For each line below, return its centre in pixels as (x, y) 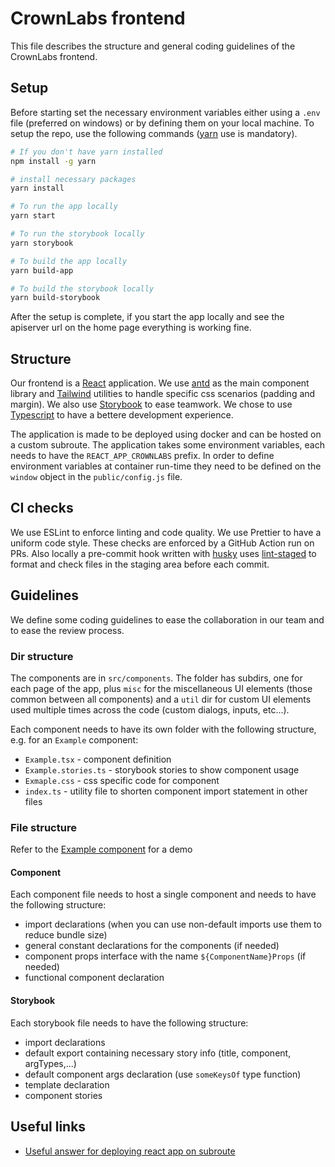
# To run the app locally (64, 207)
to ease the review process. (67, 630)
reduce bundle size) (66, 935)
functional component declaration (94, 978)
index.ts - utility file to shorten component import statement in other (166, 791)
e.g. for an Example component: (74, 739)
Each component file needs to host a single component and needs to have (163, 894)
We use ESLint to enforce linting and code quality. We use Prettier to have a (166, 532)
